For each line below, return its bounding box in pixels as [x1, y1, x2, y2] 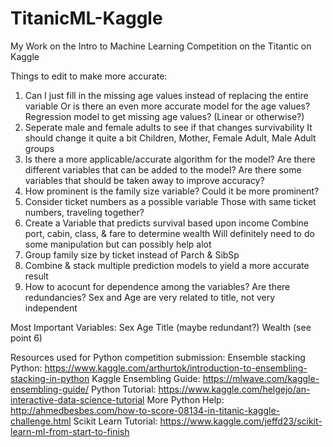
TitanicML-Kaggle [10, 7, 163, 30]
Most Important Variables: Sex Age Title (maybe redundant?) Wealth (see [10, 321, 312, 333]
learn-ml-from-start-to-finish [10, 425, 130, 437]
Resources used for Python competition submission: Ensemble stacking [10, 351, 306, 363]
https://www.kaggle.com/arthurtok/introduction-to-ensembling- [44, 362, 308, 374]
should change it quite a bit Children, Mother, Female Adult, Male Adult [24, 132, 317, 144]
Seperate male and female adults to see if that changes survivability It [24, 121, 313, 133]
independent [24, 302, 78, 314]
